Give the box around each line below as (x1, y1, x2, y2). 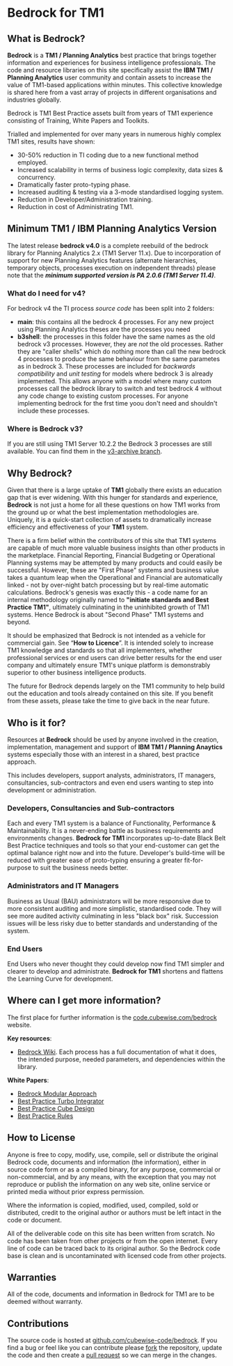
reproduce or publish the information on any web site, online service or (7, 1180, 211, 1188)
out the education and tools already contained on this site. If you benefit (7, 689, 214, 698)
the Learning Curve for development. (7, 974, 113, 983)
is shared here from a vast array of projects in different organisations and (7, 89, 217, 96)
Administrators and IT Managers (7, 881, 120, 891)
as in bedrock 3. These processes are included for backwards (17, 362, 196, 371)
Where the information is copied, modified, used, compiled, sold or (7, 1201, 199, 1209)
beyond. (7, 618, 31, 627)
